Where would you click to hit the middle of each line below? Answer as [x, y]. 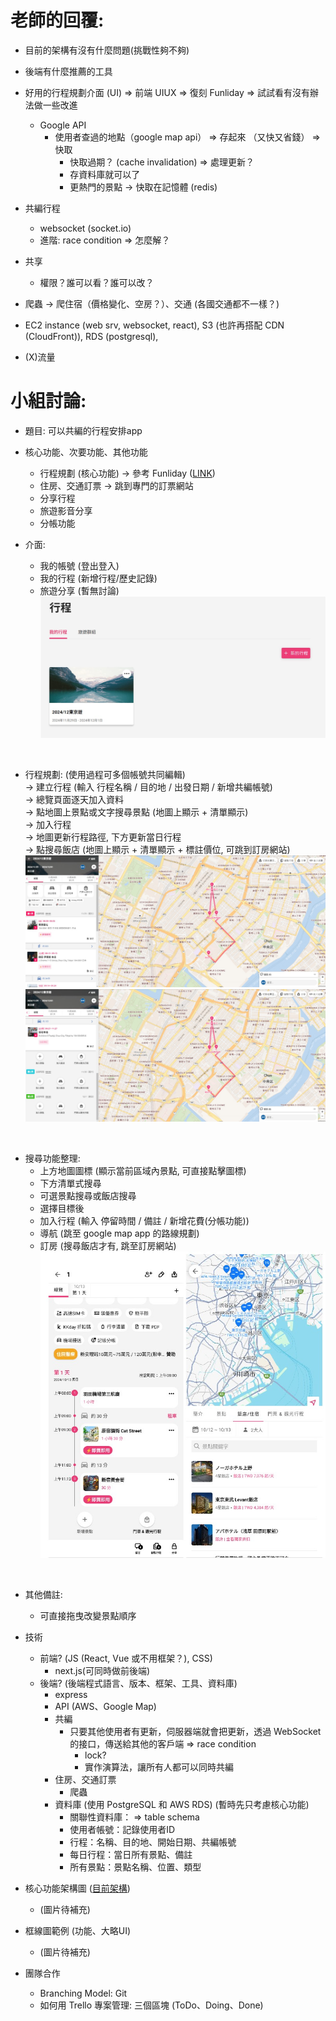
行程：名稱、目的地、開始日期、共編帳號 [153, 1842]
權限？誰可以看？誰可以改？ [97, 282]
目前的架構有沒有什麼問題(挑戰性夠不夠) [107, 50]
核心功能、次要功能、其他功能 [86, 452]
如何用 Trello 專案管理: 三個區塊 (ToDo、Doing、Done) [151, 2005]
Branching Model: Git [83, 1993]
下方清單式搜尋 [70, 1183]
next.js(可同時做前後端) [102, 1670]
